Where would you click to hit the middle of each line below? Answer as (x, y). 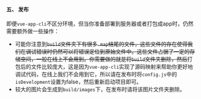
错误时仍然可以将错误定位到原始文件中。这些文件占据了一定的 (113, 52)
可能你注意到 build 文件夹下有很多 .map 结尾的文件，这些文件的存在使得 (101, 44)
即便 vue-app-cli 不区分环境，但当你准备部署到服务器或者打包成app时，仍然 (100, 24)
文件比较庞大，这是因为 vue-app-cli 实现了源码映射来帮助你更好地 (112, 67)
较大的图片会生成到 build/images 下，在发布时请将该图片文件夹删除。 (100, 89)
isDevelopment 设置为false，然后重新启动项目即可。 (78, 82)
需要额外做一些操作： (33, 31)
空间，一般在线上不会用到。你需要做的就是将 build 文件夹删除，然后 (104, 59)
